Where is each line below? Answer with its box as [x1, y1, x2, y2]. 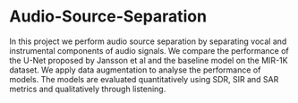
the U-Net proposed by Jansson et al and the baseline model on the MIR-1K [9, 55, 288, 65]
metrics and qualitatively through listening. [9, 83, 166, 94]
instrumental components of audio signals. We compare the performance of [9, 45, 289, 56]
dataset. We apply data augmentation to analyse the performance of [9, 64, 261, 75]
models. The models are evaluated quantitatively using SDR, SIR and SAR [9, 73, 279, 84]
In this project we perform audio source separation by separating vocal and [9, 36, 287, 47]
